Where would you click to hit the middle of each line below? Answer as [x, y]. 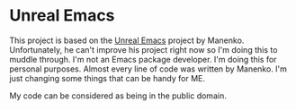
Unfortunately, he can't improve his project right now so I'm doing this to [144, 49]
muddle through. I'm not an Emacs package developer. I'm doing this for [143, 59]
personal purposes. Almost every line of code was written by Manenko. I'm [148, 69]
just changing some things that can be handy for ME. [107, 78]
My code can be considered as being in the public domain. [118, 96]
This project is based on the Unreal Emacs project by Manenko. [127, 40]
